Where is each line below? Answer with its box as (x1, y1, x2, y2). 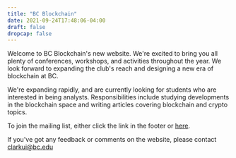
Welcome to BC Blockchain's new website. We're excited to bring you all (7, 49, 218, 58)
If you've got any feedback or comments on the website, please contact (7, 135, 217, 144)
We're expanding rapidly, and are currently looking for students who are (7, 85, 217, 94)
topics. (7, 108, 28, 116)
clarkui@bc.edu (7, 142, 54, 152)
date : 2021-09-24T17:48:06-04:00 (7, 17, 106, 24)
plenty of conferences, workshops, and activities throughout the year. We (7, 57, 222, 66)
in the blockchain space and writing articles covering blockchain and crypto (7, 100, 228, 109)
